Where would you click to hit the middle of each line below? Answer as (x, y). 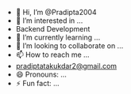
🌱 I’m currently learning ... (58, 37)
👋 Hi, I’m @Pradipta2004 (56, 12)
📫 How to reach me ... (52, 55)
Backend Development (53, 29)
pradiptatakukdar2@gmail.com (66, 66)
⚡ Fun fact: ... (37, 83)
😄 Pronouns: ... (41, 74)
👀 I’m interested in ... (49, 21)
